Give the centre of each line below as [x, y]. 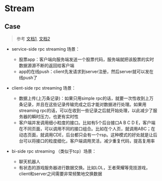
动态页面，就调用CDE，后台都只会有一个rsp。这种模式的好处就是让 [86, 135]
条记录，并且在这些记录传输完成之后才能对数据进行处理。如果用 [82, 104]
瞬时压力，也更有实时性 [55, 117]
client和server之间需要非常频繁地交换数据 [60, 174]
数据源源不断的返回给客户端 [47, 65]
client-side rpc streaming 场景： [44, 88]
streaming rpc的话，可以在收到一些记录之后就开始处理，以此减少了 [86, 110]
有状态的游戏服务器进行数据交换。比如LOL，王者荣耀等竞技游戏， [84, 168]
